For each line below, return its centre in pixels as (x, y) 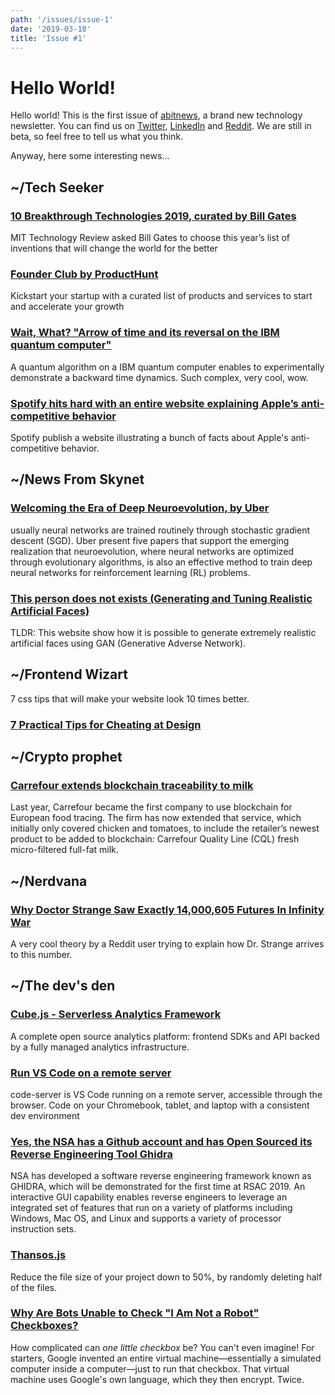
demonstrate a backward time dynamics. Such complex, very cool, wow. (159, 377)
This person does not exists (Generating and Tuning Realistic (161, 598)
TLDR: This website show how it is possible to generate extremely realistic (163, 632)
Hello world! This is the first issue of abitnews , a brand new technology (156, 115)
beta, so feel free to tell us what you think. (97, 137)
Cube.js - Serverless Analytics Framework (116, 1014)
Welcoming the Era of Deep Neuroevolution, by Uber (140, 508)
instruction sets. (43, 1229)
